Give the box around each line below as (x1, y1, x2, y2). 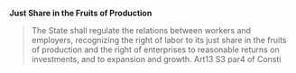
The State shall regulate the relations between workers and (31, 25, 251, 35)
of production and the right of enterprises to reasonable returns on (31, 44, 280, 55)
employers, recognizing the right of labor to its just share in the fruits (31, 35, 287, 45)
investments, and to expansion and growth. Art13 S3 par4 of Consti (31, 54, 282, 64)
